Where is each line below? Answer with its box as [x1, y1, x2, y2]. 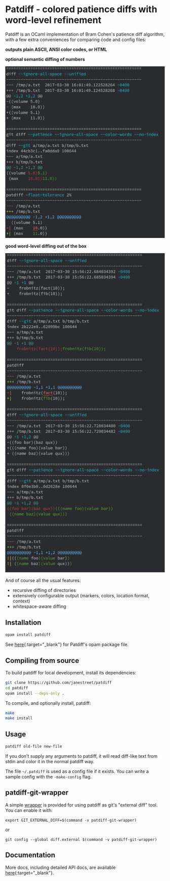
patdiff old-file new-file [5, 744, 62, 749]
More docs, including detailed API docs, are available [5, 864, 116, 870]
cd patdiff [5, 685, 28, 691]
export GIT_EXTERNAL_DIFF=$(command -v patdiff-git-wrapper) [5, 818, 137, 823]
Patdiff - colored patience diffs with [5, 4, 158, 15]
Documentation [5, 851, 56, 860]
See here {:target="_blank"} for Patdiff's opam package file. [5, 641, 129, 648]
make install [5, 716, 33, 721]
